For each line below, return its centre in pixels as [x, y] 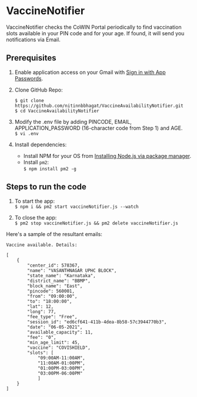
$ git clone [29, 100]
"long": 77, [42, 312]
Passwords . [29, 78]
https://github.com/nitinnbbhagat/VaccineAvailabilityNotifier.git [99, 106]
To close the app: [36, 217]
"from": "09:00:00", [52, 296]
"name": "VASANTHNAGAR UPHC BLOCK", [72, 270]
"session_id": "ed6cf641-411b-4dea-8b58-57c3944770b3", [97, 322]
